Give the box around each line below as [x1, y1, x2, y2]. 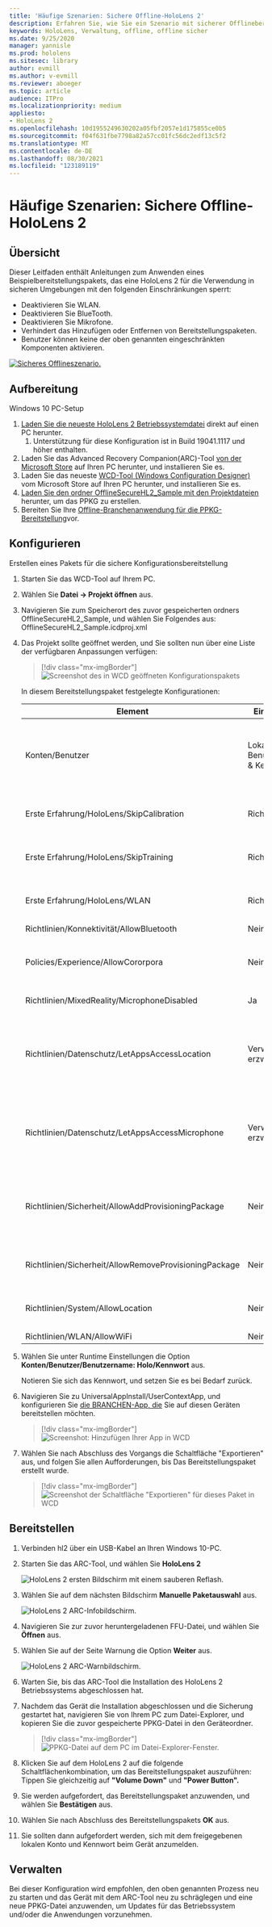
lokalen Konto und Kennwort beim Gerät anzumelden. [20, 1839, 199, 1849]
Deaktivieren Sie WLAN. [20, 300, 101, 310]
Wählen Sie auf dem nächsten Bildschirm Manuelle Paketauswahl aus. [20, 1590, 257, 1599]
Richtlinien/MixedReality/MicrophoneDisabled [24, 995, 199, 1006]
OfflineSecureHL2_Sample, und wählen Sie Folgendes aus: [20, 614, 216, 623]
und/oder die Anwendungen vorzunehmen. [9, 1910, 153, 1920]
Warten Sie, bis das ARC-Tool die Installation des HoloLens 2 [20, 1677, 224, 1686]
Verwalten [9, 1862, 63, 1876]
